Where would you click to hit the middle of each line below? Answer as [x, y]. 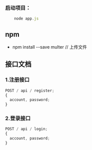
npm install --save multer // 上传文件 [49, 47]
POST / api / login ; [27, 129]
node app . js [26, 19]
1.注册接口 [17, 80]
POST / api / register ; [30, 91]
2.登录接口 [18, 118]
